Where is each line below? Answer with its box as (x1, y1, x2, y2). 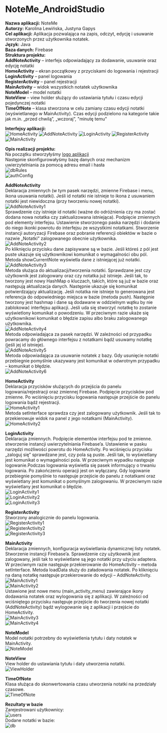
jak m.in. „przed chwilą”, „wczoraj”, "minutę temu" (5, 116, 107, 122)
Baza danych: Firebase (5, 47, 53, 53)
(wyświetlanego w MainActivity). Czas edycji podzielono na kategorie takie (5, 110, 160, 116)
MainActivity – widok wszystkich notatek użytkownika (5, 84, 118, 90)
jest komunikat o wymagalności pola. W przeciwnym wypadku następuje (5, 457, 155, 463)
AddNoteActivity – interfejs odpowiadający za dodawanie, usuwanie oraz (5, 57, 157, 63)
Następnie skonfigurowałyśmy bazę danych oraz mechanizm (5, 156, 131, 162)
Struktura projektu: (5, 52, 46, 58)
